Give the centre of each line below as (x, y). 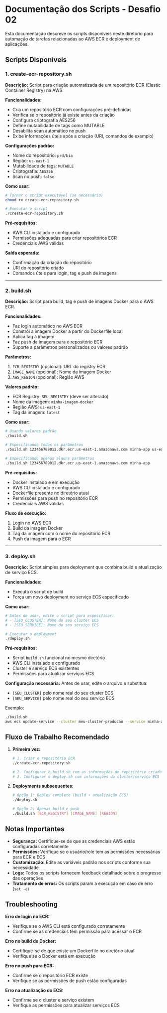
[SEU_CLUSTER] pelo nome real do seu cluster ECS (63, 693)
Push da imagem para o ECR (42, 539)
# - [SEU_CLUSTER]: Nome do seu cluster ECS (52, 620)
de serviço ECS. (22, 572)
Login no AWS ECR (32, 523)
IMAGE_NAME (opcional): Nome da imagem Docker (62, 372)
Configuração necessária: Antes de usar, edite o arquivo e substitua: (76, 683)
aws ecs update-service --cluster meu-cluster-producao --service (75, 722)
